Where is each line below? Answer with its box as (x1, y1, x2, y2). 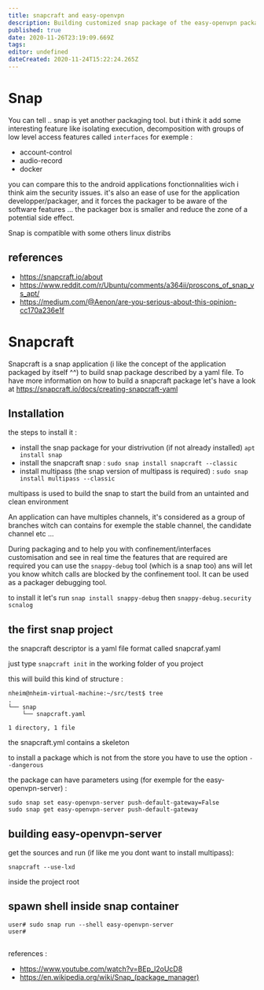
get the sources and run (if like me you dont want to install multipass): (8, 848, 234, 857)
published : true (8, 26, 61, 34)
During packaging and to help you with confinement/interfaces (8, 544, 211, 554)
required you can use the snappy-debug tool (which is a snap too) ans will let (8, 561, 253, 571)
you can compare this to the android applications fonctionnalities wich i (8, 179, 239, 189)
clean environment (8, 497, 69, 506)
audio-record (19, 155, 63, 165)
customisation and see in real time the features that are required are (8, 553, 228, 562)
